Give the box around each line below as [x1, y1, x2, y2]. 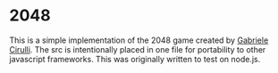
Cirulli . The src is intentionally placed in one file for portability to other [9, 44, 266, 54]
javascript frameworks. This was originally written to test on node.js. [9, 53, 261, 64]
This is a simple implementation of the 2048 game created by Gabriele [9, 35, 269, 45]
